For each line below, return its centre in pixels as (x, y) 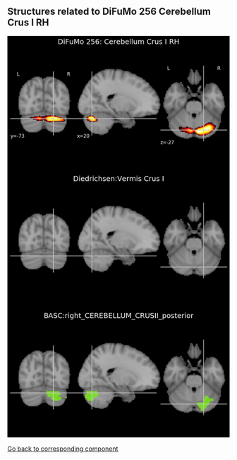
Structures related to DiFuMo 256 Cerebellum (109, 12)
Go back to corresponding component (63, 449)
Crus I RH (28, 23)
